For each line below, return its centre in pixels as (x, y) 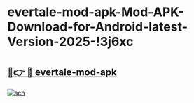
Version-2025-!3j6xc (70, 42)
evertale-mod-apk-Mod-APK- (96, 12)
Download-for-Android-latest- (97, 27)
